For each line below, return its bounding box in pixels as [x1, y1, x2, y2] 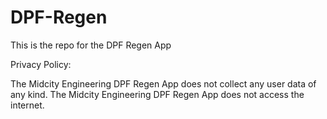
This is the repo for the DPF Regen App [10, 39, 172, 51]
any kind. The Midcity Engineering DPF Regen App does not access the [10, 88, 305, 100]
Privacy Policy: [10, 58, 72, 70]
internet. [10, 99, 45, 111]
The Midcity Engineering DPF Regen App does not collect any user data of [10, 77, 317, 90]
